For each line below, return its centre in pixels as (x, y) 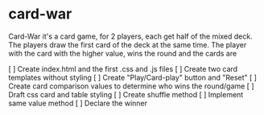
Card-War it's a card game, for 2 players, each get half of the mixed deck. (130, 36)
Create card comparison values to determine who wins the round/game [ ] (132, 86)
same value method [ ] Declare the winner (78, 103)
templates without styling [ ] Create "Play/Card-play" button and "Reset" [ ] (133, 77)
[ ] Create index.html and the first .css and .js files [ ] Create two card (123, 68)
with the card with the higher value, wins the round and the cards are (123, 53)
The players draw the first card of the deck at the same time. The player (128, 44)
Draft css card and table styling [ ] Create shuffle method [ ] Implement (126, 94)
